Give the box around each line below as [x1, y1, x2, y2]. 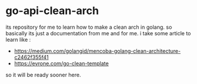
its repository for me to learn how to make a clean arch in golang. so [5, 23, 173, 31]
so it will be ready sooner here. [5, 71, 81, 78]
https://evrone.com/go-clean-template [14, 60, 109, 67]
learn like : [5, 36, 31, 43]
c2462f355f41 [14, 53, 49, 61]
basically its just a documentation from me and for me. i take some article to [5, 29, 191, 36]
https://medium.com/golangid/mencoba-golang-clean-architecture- [14, 47, 181, 54]
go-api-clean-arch [5, 4, 99, 18]
